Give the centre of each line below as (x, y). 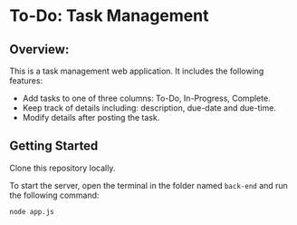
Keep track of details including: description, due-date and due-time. (149, 108)
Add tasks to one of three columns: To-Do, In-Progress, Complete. (146, 98)
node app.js (32, 211)
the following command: (54, 195)
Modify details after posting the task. (91, 117)
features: (26, 81)
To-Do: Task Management (109, 16)
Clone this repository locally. (62, 168)
